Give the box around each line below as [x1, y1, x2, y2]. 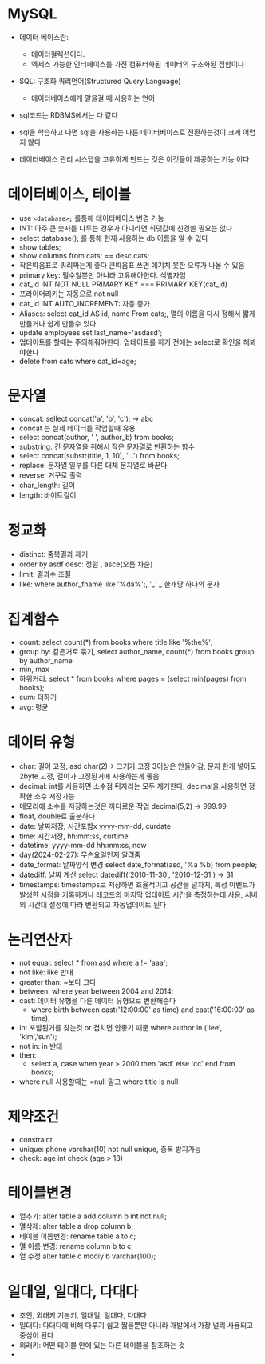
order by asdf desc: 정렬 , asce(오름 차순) [18, 559, 153, 569]
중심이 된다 [18, 1330, 54, 1340]
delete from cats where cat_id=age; [18, 356, 136, 366]
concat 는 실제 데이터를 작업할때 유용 [18, 423, 136, 433]
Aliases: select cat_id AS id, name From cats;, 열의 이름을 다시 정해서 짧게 [18, 309, 256, 318]
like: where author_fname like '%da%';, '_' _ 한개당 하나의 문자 [18, 579, 220, 589]
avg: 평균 [18, 702, 49, 712]
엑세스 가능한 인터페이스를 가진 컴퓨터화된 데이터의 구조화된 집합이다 [30, 59, 245, 69]
